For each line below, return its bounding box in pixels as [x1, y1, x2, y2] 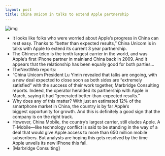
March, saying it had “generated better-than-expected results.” [12, 92, 140, 99]
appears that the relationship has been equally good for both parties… [12, 61, 155, 67]
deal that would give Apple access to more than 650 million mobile [12, 129, 148, 135]
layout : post [5, 7, 32, 12]
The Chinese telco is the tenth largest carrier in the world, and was [12, 50, 148, 57]
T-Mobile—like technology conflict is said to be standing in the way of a [12, 124, 158, 130]
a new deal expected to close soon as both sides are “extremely [12, 77, 142, 83]
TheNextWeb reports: [12, 66, 57, 72]
